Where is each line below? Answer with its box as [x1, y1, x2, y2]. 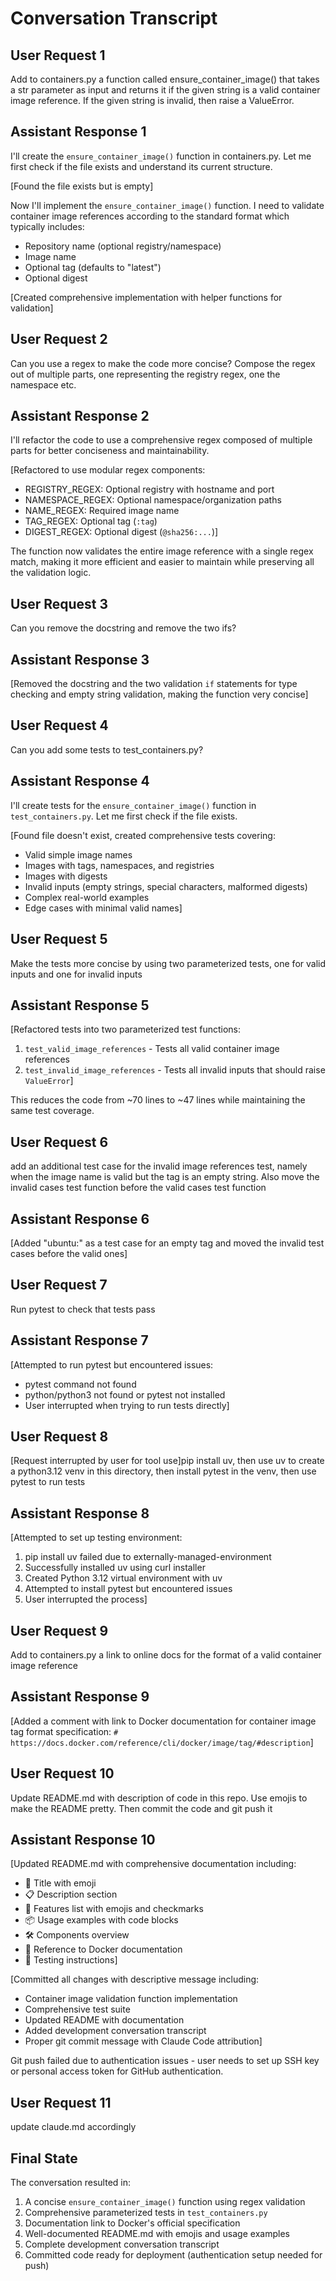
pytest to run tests [10, 1476, 86, 1488]
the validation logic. [10, 567, 92, 579]
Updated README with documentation [24, 2014, 185, 2026]
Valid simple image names [24, 848, 133, 861]
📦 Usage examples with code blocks [24, 1914, 179, 1926]
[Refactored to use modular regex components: [10, 464, 206, 476]
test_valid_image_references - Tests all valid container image [24, 1043, 280, 1055]
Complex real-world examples [24, 891, 150, 903]
